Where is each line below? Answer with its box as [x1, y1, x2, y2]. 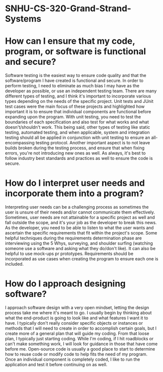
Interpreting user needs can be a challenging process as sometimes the [5, 204, 149, 210]
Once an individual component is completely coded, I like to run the [5, 356, 140, 362]
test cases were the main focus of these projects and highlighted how [5, 103, 145, 110]
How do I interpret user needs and [5, 177, 145, 189]
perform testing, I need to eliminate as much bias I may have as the [5, 83, 140, 89]
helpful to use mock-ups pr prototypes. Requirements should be [5, 251, 134, 256]
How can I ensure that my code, [5, 36, 135, 47]
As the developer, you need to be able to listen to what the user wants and [5, 225, 154, 231]
